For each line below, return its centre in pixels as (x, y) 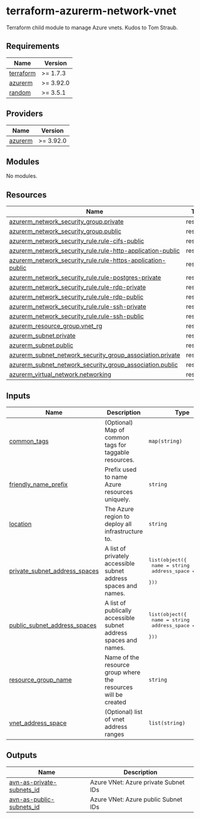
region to (117, 516)
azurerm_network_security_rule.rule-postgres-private (85, 277)
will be (114, 695)
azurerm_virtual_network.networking (60, 375)
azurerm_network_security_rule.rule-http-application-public (95, 251)
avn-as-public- (32, 799)
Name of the (122, 657)
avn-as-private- (33, 782)
